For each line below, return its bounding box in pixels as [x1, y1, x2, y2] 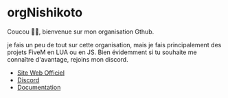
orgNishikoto [7, 5, 83, 21]
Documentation [16, 83, 61, 91]
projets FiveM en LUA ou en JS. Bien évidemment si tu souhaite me [7, 48, 197, 56]
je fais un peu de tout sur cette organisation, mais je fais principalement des [7, 40, 222, 49]
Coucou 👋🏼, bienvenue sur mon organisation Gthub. [7, 27, 155, 36]
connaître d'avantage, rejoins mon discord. [7, 55, 128, 63]
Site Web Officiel [16, 69, 65, 77]
